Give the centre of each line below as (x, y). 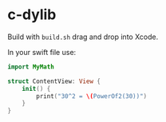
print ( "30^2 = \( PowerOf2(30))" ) (92, 96)
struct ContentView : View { (54, 81)
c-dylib (32, 15)
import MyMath (31, 67)
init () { (36, 89)
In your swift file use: (42, 52)
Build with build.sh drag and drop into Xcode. (83, 37)
